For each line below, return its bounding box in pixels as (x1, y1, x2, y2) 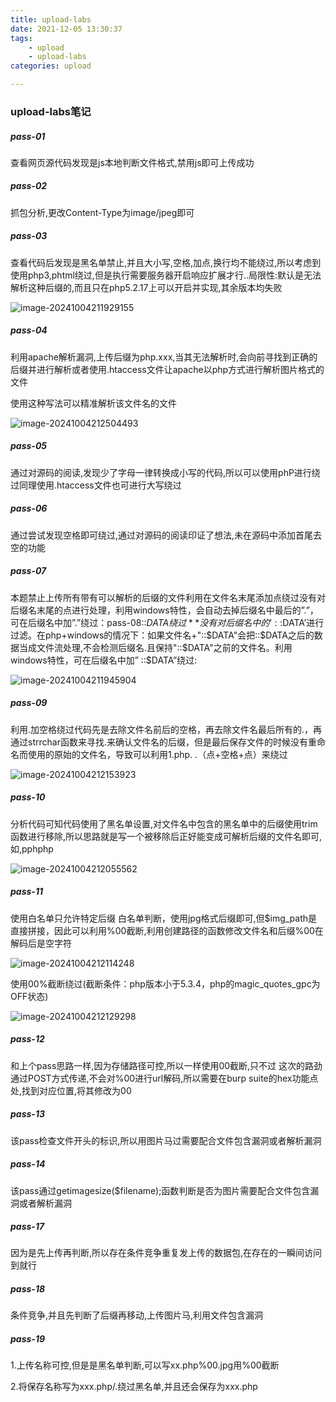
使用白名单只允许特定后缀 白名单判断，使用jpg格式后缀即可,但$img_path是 (10, 912, 318, 924)
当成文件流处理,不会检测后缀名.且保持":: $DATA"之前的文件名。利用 (18, 641, 293, 653)
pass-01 (10, 130, 46, 142)
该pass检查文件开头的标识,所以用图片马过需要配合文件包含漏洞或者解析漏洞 (10, 1134, 322, 1146)
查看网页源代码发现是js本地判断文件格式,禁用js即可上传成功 (10, 156, 255, 168)
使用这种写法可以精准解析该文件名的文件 (10, 397, 177, 409)
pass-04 (10, 324, 48, 336)
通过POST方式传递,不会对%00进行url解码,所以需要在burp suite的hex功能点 (10, 1072, 319, 1084)
